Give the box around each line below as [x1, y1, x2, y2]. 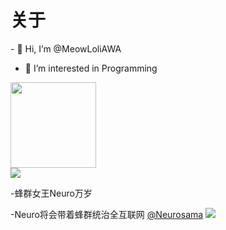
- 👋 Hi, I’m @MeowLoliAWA [10, 42, 122, 55]
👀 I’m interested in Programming [24, 62, 158, 74]
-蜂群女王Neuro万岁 [10, 187, 93, 199]
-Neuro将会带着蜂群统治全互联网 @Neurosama [10, 208, 204, 220]
